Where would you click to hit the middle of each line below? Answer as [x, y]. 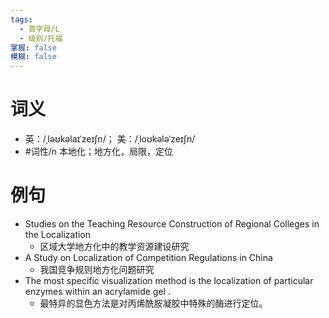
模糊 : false [33, 57]
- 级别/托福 [41, 38]
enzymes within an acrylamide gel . [97, 291]
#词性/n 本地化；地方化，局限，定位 [98, 152]
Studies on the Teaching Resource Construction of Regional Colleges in [172, 224]
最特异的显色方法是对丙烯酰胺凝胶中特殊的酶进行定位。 [153, 303]
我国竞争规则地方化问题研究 [97, 269]
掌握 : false [33, 47]
